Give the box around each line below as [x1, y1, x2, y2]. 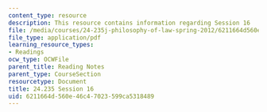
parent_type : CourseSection [8, 70, 102, 78]
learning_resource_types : [8, 41, 94, 49]
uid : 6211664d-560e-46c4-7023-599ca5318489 [8, 92, 155, 100]
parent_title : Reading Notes [8, 63, 105, 71]
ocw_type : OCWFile [8, 56, 69, 64]
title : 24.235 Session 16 [8, 84, 94, 93]
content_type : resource [8, 11, 87, 20]
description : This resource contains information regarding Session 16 [8, 19, 250, 27]
